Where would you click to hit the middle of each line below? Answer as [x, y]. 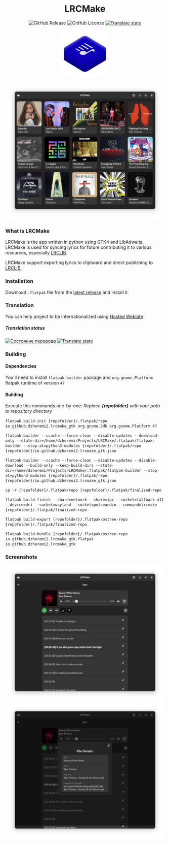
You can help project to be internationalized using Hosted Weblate [74, 316]
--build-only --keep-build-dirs [60, 466]
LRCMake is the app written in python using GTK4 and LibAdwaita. [75, 242]
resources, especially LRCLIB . [36, 253]
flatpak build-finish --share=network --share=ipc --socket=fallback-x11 [85, 500]
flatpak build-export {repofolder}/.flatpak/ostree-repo [67, 520]
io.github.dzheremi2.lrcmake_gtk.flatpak [50, 539]
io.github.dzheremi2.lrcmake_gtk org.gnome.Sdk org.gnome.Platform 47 [81, 426]
